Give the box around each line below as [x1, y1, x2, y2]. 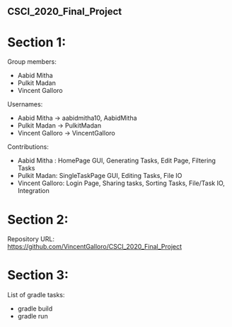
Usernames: [7, 100, 43, 109]
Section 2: [7, 211, 69, 228]
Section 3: [7, 267, 69, 283]
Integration [17, 187, 50, 195]
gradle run [17, 312, 48, 321]
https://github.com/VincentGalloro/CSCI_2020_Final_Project [7, 243, 182, 251]
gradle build [17, 304, 53, 313]
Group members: [7, 57, 57, 66]
